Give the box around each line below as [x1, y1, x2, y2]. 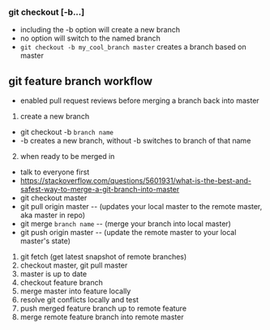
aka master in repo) [19, 210, 86, 221]
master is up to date [19, 269, 88, 279]
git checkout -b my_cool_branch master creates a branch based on [19, 42, 247, 52]
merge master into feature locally [19, 286, 131, 296]
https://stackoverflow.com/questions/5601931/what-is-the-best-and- [19, 176, 251, 186]
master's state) [19, 236, 71, 246]
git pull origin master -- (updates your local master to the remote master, [19, 202, 263, 212]
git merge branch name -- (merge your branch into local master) [19, 219, 231, 229]
